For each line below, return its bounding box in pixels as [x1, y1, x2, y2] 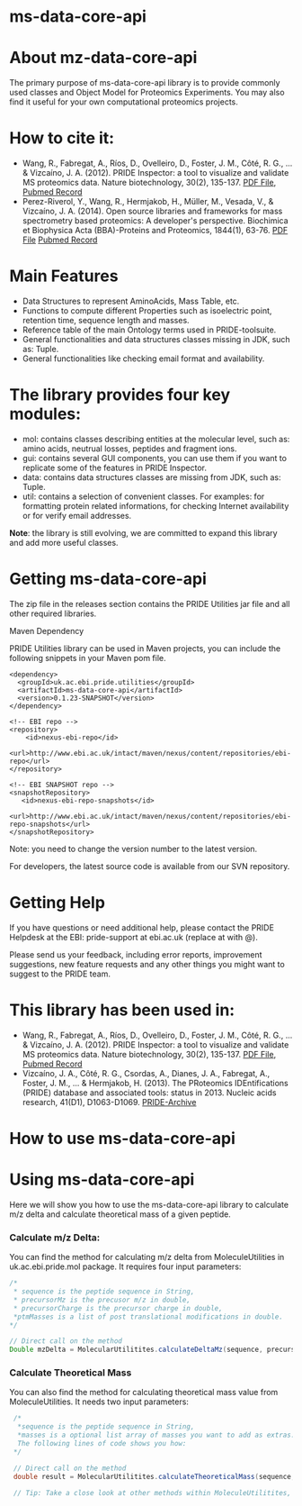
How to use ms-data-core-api [9, 1128, 235, 1148]
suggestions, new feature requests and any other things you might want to [9, 958, 285, 969]
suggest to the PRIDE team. [9, 968, 111, 979]
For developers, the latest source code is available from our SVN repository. [9, 860, 290, 871]
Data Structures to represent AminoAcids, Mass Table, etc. [22, 295, 240, 306]
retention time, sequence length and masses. [22, 315, 191, 325]
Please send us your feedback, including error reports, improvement [9, 948, 262, 960]
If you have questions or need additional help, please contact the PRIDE [9, 921, 274, 933]
